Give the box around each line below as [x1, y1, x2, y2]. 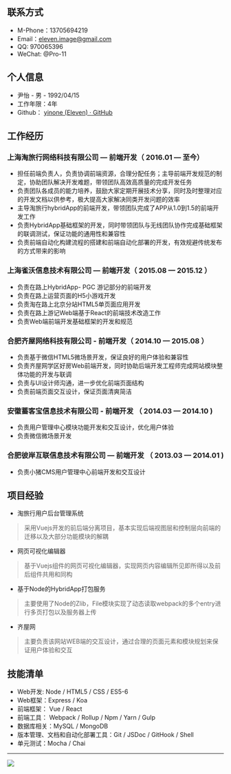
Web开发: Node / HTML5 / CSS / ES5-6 [16, 687, 129, 696]
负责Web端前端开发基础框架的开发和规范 [16, 317, 133, 325]
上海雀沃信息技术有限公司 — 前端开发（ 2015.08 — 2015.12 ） [7, 266, 212, 275]
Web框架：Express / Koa [16, 696, 88, 705]
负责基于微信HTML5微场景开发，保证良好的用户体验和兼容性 [16, 353, 189, 361]
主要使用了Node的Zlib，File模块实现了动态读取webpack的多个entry [23, 599, 215, 608]
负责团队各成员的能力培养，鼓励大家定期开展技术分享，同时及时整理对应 [16, 186, 222, 195]
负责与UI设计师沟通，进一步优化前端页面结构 [16, 378, 144, 387]
